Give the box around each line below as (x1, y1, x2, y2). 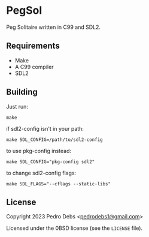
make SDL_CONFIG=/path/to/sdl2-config (6, 136, 103, 143)
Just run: (6, 103, 29, 110)
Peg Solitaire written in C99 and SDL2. (6, 23, 101, 31)
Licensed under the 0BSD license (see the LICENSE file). (6, 224, 142, 232)
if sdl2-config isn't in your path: (6, 125, 84, 132)
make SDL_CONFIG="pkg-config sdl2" (6, 158, 95, 165)
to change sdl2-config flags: (6, 169, 77, 176)
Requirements (6, 41, 60, 51)
